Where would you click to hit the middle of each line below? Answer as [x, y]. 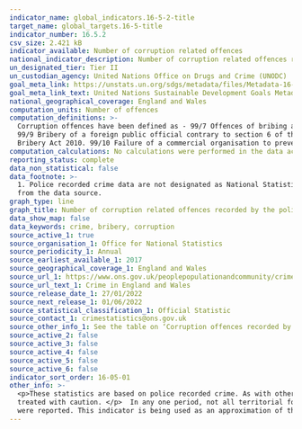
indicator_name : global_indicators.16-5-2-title [102, 18]
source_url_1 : [36, 277]
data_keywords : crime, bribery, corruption [92, 227]
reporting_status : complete [62, 160]
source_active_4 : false [54, 352]
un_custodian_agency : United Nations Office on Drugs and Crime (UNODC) [148, 76]
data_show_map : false [50, 218]
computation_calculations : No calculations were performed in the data [146, 151]
